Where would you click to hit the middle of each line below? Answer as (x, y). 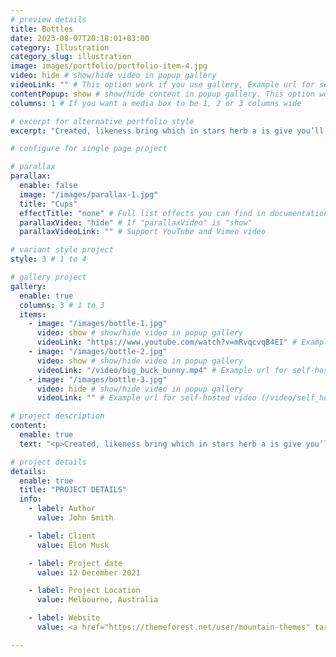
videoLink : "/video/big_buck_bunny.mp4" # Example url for (162, 370)
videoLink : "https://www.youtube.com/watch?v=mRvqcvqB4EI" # (167, 342)
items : (33, 314)
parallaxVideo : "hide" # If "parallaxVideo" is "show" (136, 222)
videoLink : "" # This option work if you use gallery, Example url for (162, 85)
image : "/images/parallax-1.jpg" (89, 194)
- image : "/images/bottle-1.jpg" (98, 324)
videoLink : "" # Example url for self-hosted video (146, 398)
